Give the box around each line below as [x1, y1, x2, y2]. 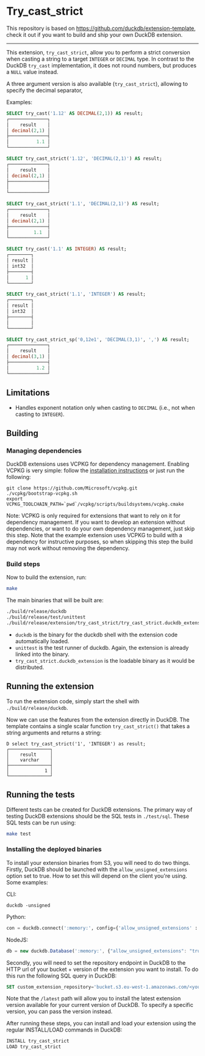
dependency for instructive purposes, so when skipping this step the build [6, 538, 193, 546]
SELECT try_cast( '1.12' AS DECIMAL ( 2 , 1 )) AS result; [6, 110, 143, 116]
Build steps [6, 560, 41, 568]
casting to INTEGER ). [15, 410, 65, 418]
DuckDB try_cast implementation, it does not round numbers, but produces [6, 61, 197, 69]
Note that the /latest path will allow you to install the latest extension [6, 995, 181, 1002]
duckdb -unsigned [6, 902, 51, 908]
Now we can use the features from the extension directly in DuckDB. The [6, 715, 190, 723]
